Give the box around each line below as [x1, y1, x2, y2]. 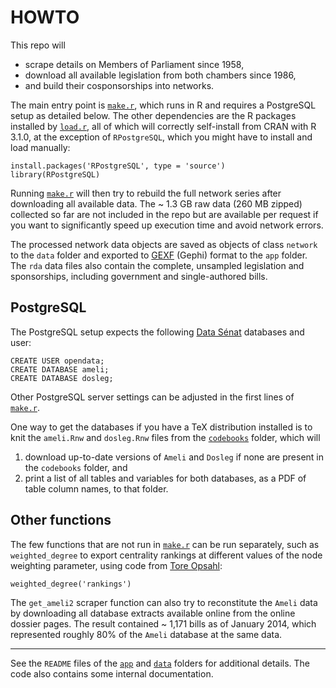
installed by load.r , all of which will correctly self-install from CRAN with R [10, 120, 317, 132]
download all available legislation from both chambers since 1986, [24, 69, 297, 81]
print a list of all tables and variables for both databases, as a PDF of [24, 472, 307, 484]
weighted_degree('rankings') [10, 579, 132, 589]
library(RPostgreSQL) [10, 169, 101, 180]
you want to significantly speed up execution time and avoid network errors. [10, 219, 324, 231]
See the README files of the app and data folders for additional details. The [10, 657, 311, 669]
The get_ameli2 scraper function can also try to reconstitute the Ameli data [10, 596, 318, 608]
